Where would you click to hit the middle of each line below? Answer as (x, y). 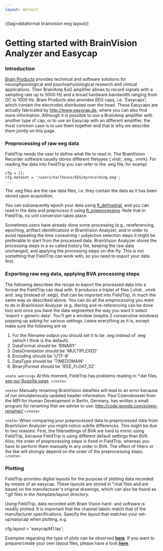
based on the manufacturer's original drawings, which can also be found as (81, 489)
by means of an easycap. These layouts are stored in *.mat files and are (77, 484)
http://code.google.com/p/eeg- (127, 406)
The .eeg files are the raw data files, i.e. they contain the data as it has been (81, 191)
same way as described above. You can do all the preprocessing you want (80, 300)
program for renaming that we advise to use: (50, 406)
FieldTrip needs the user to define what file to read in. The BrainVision (75, 154)
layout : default (21, 9)
